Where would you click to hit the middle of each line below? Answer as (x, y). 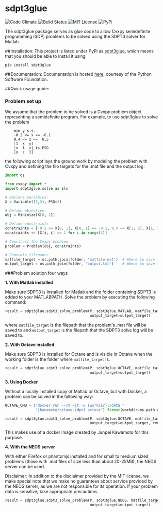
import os (15, 175)
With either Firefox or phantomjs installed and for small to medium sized (77, 456)
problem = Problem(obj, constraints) (43, 246)
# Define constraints (27, 224)
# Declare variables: (27, 197)
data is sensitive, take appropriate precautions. (52, 492)
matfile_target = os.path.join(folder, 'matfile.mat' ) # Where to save (80, 259)
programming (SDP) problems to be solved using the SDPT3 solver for (75, 36)
